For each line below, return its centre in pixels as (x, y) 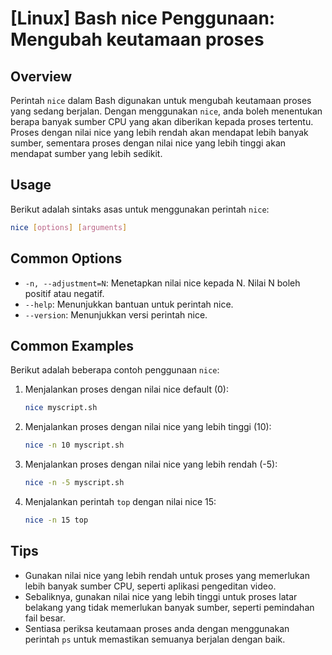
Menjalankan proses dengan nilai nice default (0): (126, 389)
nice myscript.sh (61, 408)
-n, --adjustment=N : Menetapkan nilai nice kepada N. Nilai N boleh (162, 283)
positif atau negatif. (64, 293)
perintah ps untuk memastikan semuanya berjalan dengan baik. (155, 639)
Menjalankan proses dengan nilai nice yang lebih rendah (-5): (151, 464)
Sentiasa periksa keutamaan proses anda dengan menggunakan (157, 628)
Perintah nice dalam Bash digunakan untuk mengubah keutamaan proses (161, 100)
